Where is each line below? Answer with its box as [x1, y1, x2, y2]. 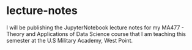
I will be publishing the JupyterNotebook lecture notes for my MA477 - [6, 24, 185, 31]
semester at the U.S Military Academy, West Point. [6, 37, 133, 44]
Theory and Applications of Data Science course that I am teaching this [6, 30, 186, 37]
